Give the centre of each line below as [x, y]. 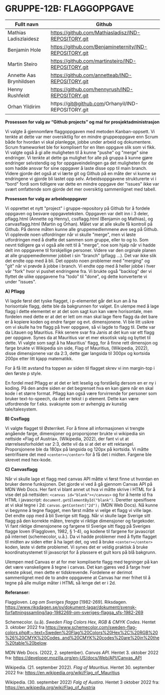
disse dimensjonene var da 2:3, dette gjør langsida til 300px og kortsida [78, 353]
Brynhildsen [21, 81]
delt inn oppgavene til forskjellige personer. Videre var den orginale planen [81, 250]
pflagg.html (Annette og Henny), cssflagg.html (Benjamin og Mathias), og [79, 219]
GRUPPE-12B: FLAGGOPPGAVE [69, 9]
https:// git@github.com [77, 103]
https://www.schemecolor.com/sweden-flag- [91, 627]
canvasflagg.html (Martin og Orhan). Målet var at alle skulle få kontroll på [79, 224]
